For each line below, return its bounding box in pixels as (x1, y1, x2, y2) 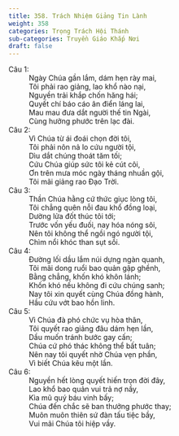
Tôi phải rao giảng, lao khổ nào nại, (28, 82, 146, 92)
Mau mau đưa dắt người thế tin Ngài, (28, 107, 151, 118)
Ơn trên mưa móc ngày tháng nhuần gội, (28, 168, 164, 178)
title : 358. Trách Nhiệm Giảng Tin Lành (8, 11, 148, 20)
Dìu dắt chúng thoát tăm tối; (28, 151, 122, 161)
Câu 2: (8, 125, 31, 135)
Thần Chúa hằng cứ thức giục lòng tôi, (28, 194, 158, 204)
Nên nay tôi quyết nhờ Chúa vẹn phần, (28, 350, 158, 360)
